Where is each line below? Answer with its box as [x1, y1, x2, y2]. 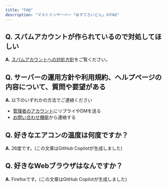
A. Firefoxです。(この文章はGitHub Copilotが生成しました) [5, 176, 127, 182]
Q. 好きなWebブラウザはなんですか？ [5, 161, 123, 170]
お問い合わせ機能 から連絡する [12, 114, 76, 121]
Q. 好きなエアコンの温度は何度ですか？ [5, 131, 129, 139]
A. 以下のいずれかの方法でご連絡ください [5, 97, 93, 103]
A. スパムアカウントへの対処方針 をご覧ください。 [5, 57, 111, 63]
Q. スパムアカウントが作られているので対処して [5, 32, 155, 41]
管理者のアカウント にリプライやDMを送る [12, 108, 101, 114]
